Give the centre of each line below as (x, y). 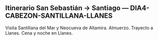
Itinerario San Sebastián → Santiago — (67, 8)
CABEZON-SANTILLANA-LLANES (59, 16)
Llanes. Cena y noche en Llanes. (39, 33)
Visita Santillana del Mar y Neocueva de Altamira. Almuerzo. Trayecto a (79, 28)
